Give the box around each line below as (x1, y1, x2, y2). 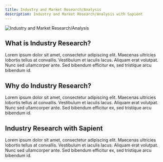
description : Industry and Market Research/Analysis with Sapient (5, 12, 143, 17)
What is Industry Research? (5, 39, 91, 47)
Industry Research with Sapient (5, 124, 103, 132)
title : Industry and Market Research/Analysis (5, 7, 102, 12)
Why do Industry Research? (5, 81, 92, 90)
